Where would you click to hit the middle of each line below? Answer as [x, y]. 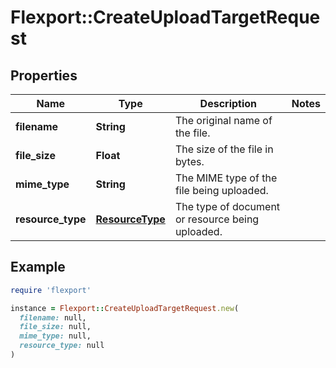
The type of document [227, 206]
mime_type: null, [55, 336]
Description [228, 103]
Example [38, 267]
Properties [44, 75]
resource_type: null [62, 346]
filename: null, [53, 317]
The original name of [223, 120]
